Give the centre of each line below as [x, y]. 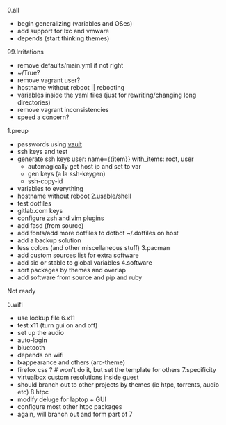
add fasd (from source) [50, 225]
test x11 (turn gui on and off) [57, 325]
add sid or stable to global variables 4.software [84, 263]
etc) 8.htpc [33, 392]
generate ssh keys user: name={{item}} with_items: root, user [105, 159]
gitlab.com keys [40, 211]
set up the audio [41, 333]
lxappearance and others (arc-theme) [71, 362]
